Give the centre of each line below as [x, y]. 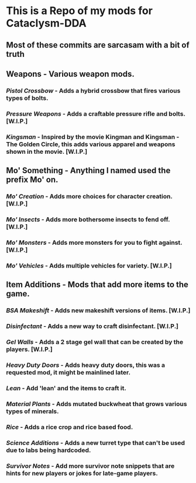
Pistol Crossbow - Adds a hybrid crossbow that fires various [93, 90]
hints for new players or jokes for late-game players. [82, 473]
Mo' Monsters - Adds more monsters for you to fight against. [94, 242]
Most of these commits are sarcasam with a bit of [98, 45]
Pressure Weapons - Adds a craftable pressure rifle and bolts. [96, 114]
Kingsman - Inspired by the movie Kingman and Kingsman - [93, 137]
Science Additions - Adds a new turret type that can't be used [96, 443]
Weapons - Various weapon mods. [70, 74]
